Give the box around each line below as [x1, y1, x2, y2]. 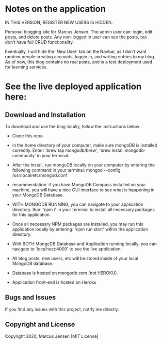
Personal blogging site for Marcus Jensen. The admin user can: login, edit [5, 29, 153, 34]
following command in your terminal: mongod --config [12, 167, 121, 173]
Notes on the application [5, 3, 106, 15]
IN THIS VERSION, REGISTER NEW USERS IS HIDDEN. [5, 19, 113, 25]
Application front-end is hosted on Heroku [12, 279, 97, 285]
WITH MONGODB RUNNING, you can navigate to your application [12, 201, 144, 207]
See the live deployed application [5, 81, 142, 92]
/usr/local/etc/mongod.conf [12, 172, 67, 178]
